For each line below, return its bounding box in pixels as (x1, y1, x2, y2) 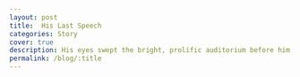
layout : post (9, 12, 58, 22)
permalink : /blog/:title (9, 54, 102, 63)
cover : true (9, 37, 54, 47)
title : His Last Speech (9, 21, 102, 30)
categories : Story (9, 29, 78, 38)
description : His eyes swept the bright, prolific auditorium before (9, 46, 275, 55)
